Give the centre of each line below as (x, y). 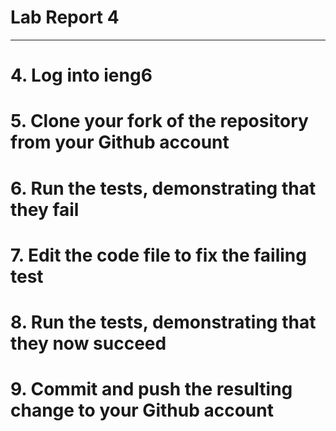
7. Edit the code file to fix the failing (158, 255)
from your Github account (120, 142)
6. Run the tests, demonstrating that (163, 188)
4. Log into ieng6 (81, 75)
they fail (45, 209)
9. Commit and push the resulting (151, 389)
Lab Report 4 (65, 17)
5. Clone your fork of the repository (159, 121)
